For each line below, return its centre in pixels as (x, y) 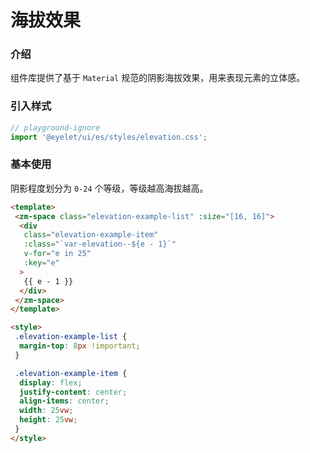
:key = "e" (41, 263)
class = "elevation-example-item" (91, 235)
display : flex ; (51, 382)
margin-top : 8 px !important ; (80, 346)
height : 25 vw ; (48, 420)
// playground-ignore (55, 127)
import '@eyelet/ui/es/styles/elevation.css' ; (109, 137)
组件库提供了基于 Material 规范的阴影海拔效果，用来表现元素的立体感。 (158, 78)
